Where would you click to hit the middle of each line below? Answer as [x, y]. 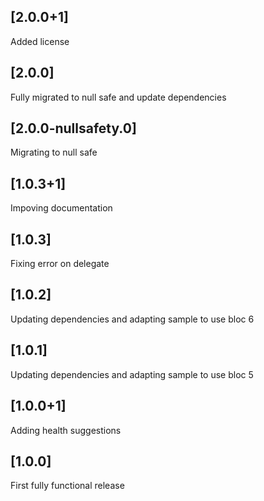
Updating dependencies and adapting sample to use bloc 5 [132, 374]
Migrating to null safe [54, 152]
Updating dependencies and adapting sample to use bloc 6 [132, 319]
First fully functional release [67, 486]
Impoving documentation [61, 208]
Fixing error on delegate [60, 264]
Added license [40, 41]
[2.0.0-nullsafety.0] [73, 128]
